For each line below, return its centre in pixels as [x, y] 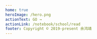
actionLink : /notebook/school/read [43, 24]
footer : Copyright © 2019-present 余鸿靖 [48, 29]
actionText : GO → [24, 19]
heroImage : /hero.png [28, 15]
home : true [17, 10]
